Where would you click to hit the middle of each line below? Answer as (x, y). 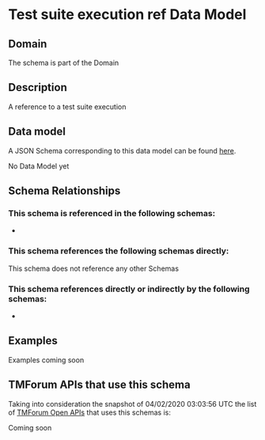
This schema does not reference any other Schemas (94, 268)
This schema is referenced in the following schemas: (112, 213)
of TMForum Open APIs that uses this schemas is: (90, 412)
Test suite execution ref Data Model (127, 15)
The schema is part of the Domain (64, 63)
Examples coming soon (46, 360)
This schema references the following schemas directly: (119, 251)
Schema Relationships (64, 191)
